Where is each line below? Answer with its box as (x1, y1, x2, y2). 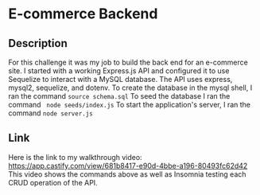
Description (8, 37, 68, 50)
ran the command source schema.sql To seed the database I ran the (8, 92, 231, 100)
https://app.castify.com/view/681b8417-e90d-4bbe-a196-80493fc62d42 (8, 161, 248, 170)
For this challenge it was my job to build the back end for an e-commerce (8, 57, 248, 67)
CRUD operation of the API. (8, 177, 98, 187)
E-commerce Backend (8, 5, 158, 23)
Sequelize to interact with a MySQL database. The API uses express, (8, 75, 233, 84)
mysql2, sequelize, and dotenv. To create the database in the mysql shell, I (8, 83, 253, 92)
